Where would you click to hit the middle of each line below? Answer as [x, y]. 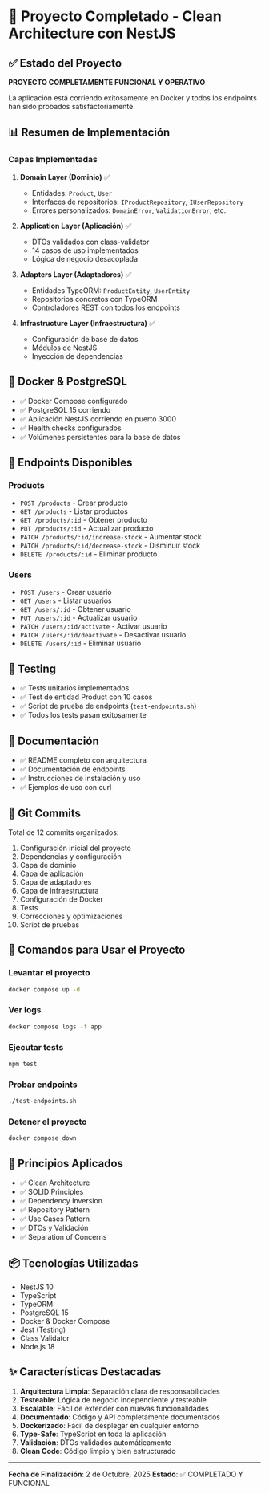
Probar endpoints [43, 1085]
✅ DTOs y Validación [54, 1227]
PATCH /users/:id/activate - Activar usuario [93, 626]
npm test [23, 1064]
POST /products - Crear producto [74, 503]
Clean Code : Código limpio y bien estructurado [98, 1451]
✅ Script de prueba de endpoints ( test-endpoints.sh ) [108, 706]
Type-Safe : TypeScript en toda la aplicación [93, 1434]
